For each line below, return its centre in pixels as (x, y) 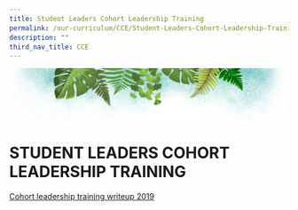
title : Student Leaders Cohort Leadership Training (106, 19)
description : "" (39, 37)
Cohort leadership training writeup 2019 (82, 196)
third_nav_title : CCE (49, 47)
